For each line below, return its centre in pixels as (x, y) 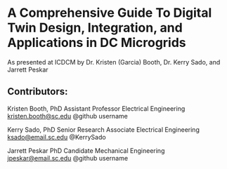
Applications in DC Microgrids (97, 43)
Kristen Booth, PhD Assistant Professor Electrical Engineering (96, 108)
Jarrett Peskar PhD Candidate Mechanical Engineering (86, 150)
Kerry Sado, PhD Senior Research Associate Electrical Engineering (104, 129)
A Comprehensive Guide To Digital (110, 13)
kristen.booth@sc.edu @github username (67, 116)
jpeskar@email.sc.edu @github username (68, 158)
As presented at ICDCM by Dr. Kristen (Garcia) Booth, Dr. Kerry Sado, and (114, 62)
